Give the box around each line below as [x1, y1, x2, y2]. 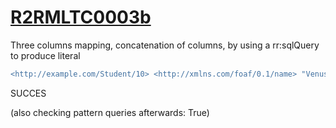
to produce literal [10, 49, 81, 61]
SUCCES [10, 87, 47, 99]
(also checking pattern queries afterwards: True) [10, 106, 210, 118]
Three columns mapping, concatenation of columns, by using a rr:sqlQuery [10, 39, 320, 51]
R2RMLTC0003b [10, 6, 152, 29]
